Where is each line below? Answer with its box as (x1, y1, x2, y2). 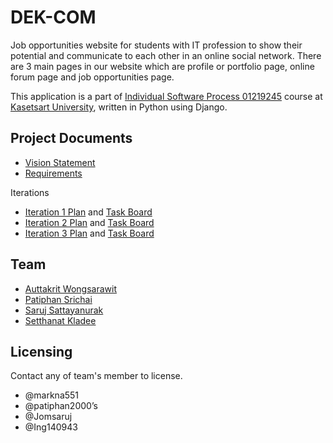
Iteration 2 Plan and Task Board (24, 216, 155, 228)
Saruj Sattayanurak (24, 304, 104, 316)
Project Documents (10, 130, 133, 147)
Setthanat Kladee (24, 314, 97, 326)
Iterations (10, 186, 50, 198)
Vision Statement (24, 156, 96, 168)
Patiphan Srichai (24, 293, 93, 305)
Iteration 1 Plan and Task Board (24, 206, 153, 218)
